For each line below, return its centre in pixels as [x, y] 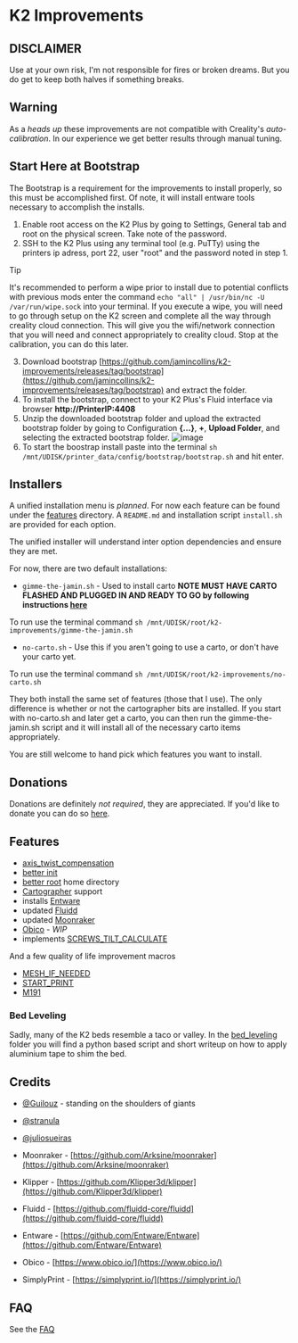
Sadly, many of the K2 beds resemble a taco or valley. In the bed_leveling [143, 1035]
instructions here [55, 605]
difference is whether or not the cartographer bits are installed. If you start [145, 709]
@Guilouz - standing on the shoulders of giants [109, 1104]
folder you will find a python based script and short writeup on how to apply [148, 1044]
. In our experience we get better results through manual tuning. [165, 138]
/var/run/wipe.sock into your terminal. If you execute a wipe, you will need [146, 306]
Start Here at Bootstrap [75, 166]
